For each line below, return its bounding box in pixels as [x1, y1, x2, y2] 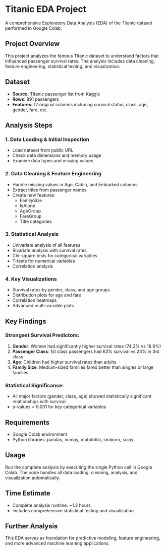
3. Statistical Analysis [5, 231, 59, 238]
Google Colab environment [12, 431, 67, 437]
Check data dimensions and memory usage [12, 152, 102, 158]
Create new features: [12, 192, 55, 198]
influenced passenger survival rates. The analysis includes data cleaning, [5, 58, 155, 64]
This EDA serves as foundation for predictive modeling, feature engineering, [5, 535, 161, 541]
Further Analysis [5, 522, 58, 530]
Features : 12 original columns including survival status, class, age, [12, 101, 148, 107]
